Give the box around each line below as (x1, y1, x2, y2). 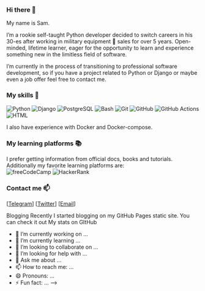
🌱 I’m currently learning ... (15, 237, 81, 244)
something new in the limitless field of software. (6, 51, 127, 58)
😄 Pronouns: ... (15, 272, 55, 279)
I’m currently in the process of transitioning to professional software (6, 62, 177, 70)
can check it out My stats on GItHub (6, 219, 97, 226)
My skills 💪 (6, 91, 39, 100)
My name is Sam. (6, 20, 50, 27)
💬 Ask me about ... (15, 257, 62, 264)
